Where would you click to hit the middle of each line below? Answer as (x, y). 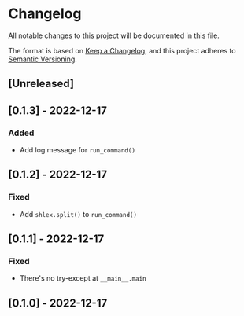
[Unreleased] (41, 84)
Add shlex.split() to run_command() (78, 214)
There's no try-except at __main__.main (83, 278)
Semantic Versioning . (43, 59)
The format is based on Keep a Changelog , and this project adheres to (122, 50)
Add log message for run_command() (78, 150)
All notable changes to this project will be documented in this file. (114, 35)
